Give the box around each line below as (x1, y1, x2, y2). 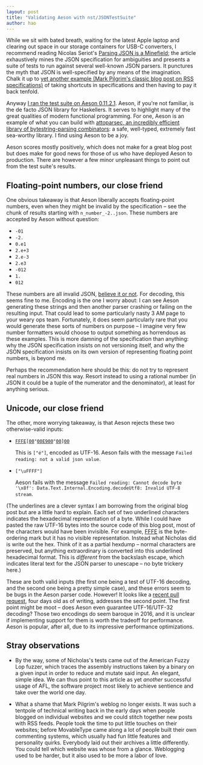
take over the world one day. (14, 688, 86, 696)
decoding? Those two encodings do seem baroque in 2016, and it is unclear (6, 610, 195, 617)
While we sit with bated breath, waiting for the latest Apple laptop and (6, 37, 180, 44)
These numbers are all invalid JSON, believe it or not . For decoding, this (6, 291, 185, 298)
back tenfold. (6, 88, 39, 95)
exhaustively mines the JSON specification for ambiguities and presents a (6, 56, 190, 63)
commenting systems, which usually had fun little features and (14, 732, 171, 740)
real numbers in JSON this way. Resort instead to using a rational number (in (6, 373, 196, 380)
